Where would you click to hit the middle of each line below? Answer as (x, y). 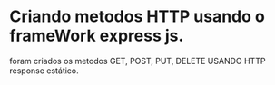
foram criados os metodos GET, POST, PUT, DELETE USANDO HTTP (137, 61)
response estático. (44, 71)
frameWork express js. (97, 36)
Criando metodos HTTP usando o (137, 17)
